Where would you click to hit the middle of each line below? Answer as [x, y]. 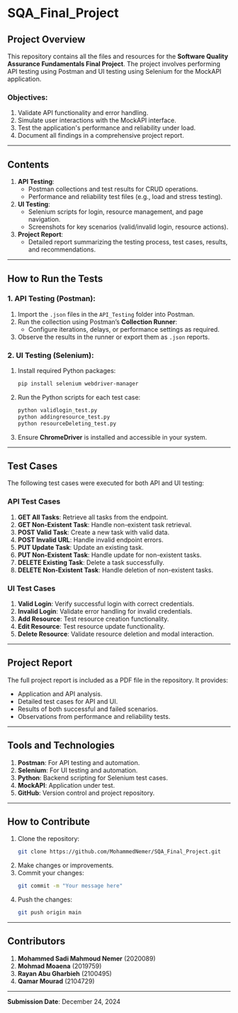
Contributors [36, 942]
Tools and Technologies [61, 746]
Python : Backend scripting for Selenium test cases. [93, 778]
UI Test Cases [32, 588]
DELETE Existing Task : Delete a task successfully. [91, 562]
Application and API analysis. [60, 693]
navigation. [44, 220]
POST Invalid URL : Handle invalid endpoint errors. [91, 540]
